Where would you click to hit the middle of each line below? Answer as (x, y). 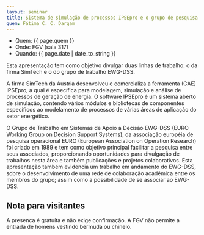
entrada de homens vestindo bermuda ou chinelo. (69, 227)
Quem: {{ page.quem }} (45, 41)
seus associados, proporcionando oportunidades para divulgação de (93, 154)
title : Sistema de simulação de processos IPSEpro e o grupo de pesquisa (102, 18)
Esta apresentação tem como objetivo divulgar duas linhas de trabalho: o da (102, 65)
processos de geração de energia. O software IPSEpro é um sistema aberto (101, 97)
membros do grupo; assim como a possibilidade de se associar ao (90, 180)
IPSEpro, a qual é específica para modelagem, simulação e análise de (94, 90)
